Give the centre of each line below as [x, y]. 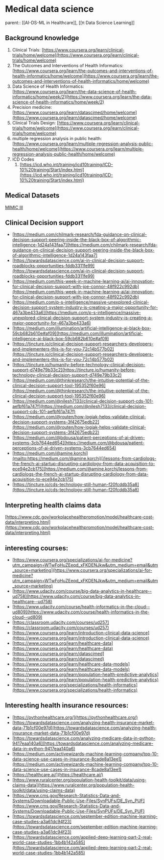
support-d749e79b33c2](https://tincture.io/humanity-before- [74, 370]
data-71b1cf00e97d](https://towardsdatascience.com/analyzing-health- [84, 728]
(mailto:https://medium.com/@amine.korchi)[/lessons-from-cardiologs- [84, 458]
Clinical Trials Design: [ [35, 123]
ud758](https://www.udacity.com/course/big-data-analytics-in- [76, 596]
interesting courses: [37, 548]
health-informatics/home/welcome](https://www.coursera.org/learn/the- [85, 76]
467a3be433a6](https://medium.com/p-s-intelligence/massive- [76, 313]
